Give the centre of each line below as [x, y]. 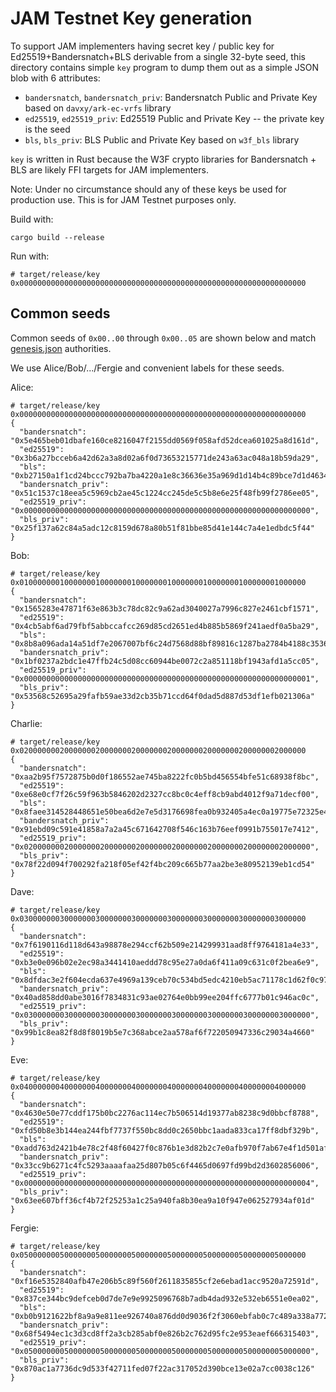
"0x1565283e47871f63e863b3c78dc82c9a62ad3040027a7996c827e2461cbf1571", [165, 608]
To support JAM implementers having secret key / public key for [142, 46]
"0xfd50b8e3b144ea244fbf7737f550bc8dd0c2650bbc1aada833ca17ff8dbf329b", [165, 1130]
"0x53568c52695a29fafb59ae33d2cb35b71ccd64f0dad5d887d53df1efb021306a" [162, 696]
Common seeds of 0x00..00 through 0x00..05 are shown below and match [163, 338]
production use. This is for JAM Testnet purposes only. [123, 199]
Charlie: [26, 723]
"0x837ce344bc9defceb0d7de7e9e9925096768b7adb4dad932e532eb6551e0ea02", [165, 1298]
